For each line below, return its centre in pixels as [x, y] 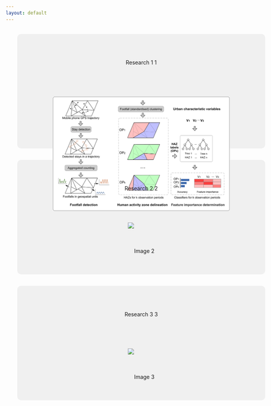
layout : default [26, 13]
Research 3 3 [141, 314]
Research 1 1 [141, 62]
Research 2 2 [141, 188]
